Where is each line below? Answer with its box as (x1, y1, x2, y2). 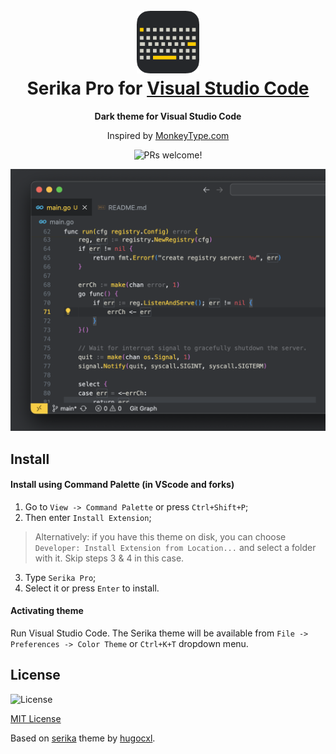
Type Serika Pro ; (24, 571, 97, 583)
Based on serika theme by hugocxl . (10, 732, 156, 744)
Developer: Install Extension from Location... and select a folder (34, 541, 317, 553)
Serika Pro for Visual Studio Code (26, 77, 310, 100)
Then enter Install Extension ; (24, 511, 152, 523)
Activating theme (10, 605, 84, 617)
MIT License (10, 712, 62, 724)
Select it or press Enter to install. (24, 582, 160, 594)
